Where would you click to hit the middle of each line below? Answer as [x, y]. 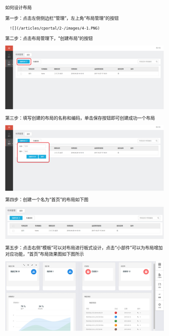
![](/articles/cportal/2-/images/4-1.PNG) [55, 28]
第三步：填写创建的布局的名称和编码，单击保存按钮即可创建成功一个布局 [80, 118]
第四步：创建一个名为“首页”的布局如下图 [47, 199]
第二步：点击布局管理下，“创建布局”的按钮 [49, 38]
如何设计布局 [18, 7]
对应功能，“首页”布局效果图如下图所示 [45, 254]
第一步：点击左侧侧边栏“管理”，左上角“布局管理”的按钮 [62, 18]
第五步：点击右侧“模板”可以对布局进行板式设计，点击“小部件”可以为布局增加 [84, 247]
